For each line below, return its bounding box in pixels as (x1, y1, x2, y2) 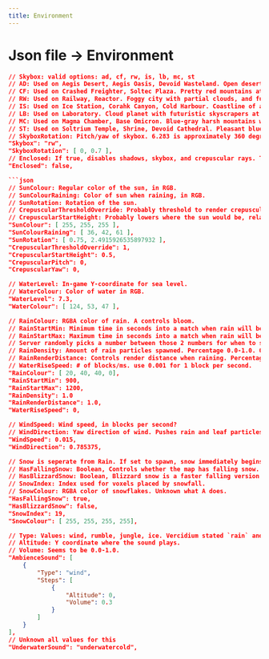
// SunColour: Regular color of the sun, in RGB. (8, 183, 178, 192)
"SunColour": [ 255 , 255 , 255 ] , (8, 221, 120, 229)
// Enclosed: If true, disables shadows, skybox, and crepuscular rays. (8, 155, 256, 163)
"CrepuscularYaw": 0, (8, 266, 81, 274)
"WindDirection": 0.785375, (8, 443, 102, 451)
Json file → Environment (8, 46, 175, 64)
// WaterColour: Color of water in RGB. (8, 287, 146, 296)
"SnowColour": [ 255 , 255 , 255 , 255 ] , (8, 517, 138, 525)
